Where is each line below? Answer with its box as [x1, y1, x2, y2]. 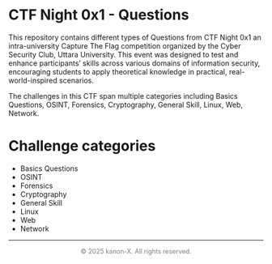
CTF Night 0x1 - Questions [8, 6, 189, 24]
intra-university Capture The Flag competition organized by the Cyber [8, 40, 241, 50]
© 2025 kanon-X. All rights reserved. [80, 247, 192, 256]
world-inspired [8, 75, 58, 85]
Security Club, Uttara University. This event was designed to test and [8, 49, 239, 59]
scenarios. [59, 75, 95, 85]
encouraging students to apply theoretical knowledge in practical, [8, 66, 228, 76]
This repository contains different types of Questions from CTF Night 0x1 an [8, 32, 261, 42]
